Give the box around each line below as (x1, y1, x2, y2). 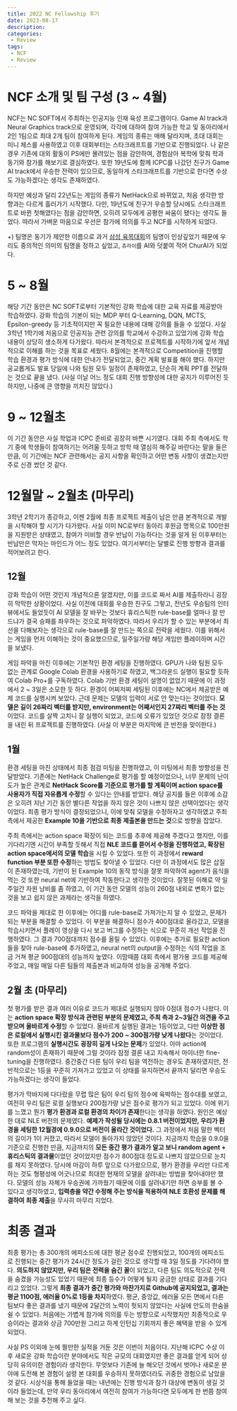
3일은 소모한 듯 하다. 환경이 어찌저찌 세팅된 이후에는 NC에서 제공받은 (31, 685, 221, 694)
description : (7, 23, 46, 30)
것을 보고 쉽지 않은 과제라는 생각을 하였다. (7, 893, 122, 902)
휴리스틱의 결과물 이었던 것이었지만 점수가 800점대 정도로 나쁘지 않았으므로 (7, 1151, 213, 1160)
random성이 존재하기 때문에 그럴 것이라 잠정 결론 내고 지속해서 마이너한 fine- (7, 1048, 221, 1057)
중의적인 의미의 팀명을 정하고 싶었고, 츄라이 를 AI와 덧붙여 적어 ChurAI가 (20, 241, 215, 250)
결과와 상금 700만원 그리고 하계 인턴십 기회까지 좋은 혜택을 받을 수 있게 (31, 1318, 227, 1327)
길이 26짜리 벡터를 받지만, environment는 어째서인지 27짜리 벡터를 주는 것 (20, 703, 226, 712)
